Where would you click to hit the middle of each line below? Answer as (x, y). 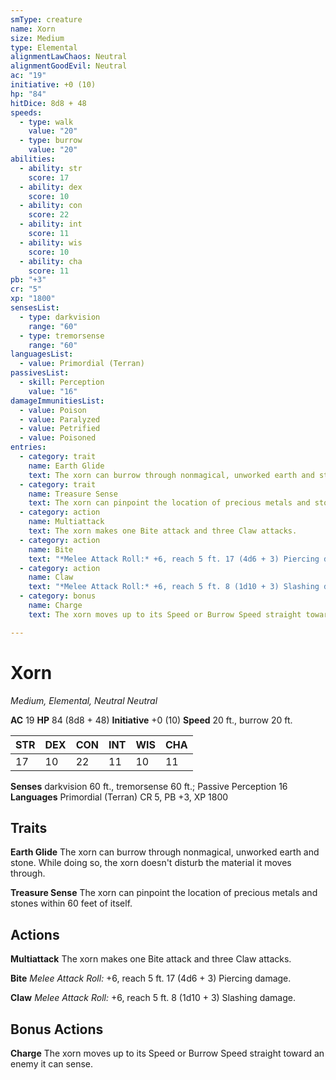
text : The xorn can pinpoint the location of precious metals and (169, 503)
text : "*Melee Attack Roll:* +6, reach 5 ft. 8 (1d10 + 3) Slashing (174, 587)
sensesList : (35, 308)
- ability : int (51, 224)
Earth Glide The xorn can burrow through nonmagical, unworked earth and (165, 852)
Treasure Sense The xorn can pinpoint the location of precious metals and (164, 893)
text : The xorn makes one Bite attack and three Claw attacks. (163, 531)
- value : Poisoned (58, 438)
